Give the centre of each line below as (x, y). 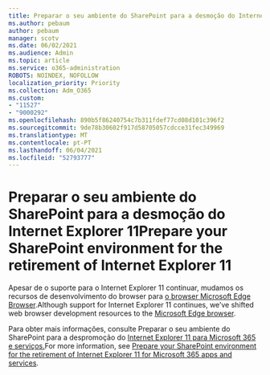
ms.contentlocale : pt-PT (50, 143)
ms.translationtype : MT (48, 135)
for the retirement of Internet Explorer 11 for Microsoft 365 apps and (121, 355)
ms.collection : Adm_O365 (50, 90)
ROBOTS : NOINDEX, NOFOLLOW (53, 75)
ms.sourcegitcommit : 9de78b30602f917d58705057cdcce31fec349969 (117, 128)
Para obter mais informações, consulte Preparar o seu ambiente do (119, 329)
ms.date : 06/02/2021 (43, 46)
